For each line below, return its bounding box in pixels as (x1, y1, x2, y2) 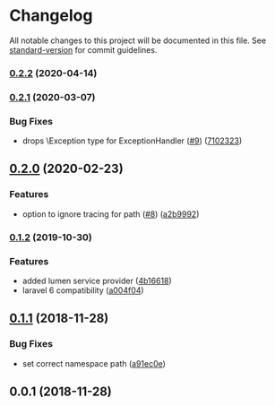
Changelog (9, 5, 93, 26)
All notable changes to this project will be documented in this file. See (9, 35, 267, 46)
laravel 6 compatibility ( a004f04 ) (21, 284, 145, 296)
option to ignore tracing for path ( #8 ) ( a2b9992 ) (21, 208, 200, 220)
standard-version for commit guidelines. (9, 44, 158, 55)
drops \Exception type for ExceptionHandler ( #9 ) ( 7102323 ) (21, 135, 243, 146)
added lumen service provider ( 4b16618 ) (21, 275, 172, 286)
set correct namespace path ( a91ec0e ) (21, 358, 166, 368)
